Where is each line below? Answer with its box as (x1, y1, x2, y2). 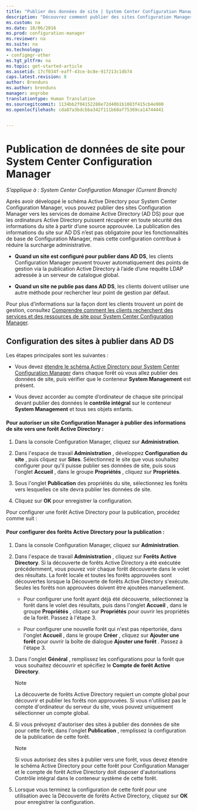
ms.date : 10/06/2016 (6, 25, 57, 31)
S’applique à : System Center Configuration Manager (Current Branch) (6, 186, 177, 194)
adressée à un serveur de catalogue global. (14, 272, 120, 279)
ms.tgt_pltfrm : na (6, 57, 51, 63)
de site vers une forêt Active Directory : (6, 425, 104, 432)
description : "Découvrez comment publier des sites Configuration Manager (6, 14, 193, 20)
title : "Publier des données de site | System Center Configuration (6, 8, 177, 15)
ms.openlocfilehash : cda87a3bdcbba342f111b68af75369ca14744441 (6, 107, 164, 113)
